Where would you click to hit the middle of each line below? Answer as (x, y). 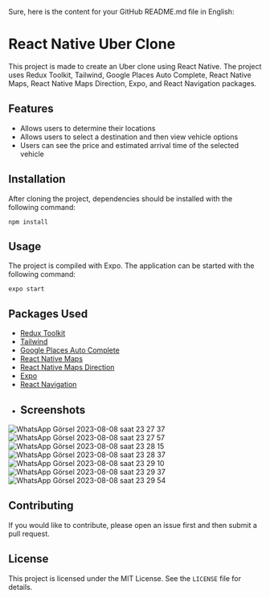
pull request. (29, 534)
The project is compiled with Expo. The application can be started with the (131, 266)
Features (31, 109)
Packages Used (48, 313)
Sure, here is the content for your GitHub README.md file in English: (121, 12)
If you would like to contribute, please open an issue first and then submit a (133, 525)
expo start (27, 289)
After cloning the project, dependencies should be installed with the (121, 198)
